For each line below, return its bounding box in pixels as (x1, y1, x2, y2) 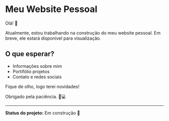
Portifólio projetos (12, 68, 50, 74)
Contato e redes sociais (12, 74, 62, 80)
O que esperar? (5, 50, 54, 58)
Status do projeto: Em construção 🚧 (5, 109, 80, 116)
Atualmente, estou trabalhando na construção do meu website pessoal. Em (5, 30, 161, 36)
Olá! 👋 (5, 20, 18, 26)
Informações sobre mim (12, 63, 62, 69)
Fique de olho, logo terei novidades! (5, 83, 79, 89)
